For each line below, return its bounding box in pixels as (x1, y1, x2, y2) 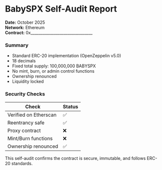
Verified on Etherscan (7, 111, 57, 118)
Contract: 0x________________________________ (5, 30, 93, 35)
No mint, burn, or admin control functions (12, 68, 95, 74)
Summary (5, 42, 29, 48)
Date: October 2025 (5, 19, 45, 25)
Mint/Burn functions (7, 135, 53, 141)
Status (62, 103, 78, 110)
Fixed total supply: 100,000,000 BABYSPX (12, 63, 96, 69)
